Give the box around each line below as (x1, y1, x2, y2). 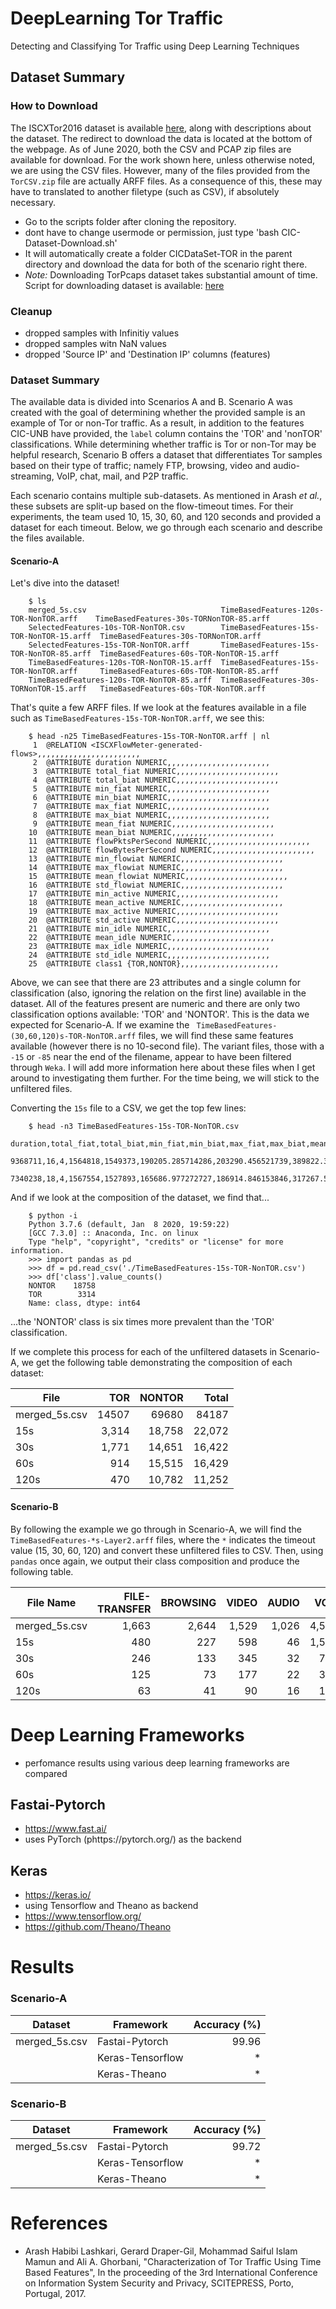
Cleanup (10, 304, 53, 318)
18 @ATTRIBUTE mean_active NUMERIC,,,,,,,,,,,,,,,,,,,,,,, (28, 898, 284, 908)
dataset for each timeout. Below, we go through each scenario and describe (10, 522, 323, 534)
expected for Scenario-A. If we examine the (10, 1019, 190, 1031)
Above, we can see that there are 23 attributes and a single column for (10, 977, 301, 989)
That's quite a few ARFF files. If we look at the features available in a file (10, 702, 307, 714)
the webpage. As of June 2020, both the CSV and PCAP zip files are (10, 143, 292, 155)
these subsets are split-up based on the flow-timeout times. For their (10, 500, 294, 512)
